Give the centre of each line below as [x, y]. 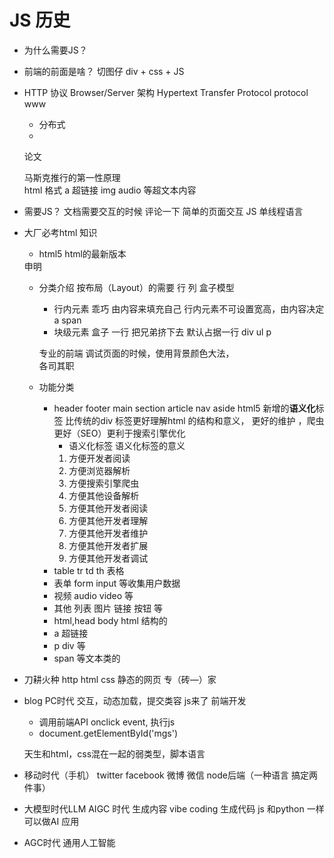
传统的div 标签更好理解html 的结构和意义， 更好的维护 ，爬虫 [199, 420]
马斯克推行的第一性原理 [72, 177]
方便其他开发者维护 [108, 533]
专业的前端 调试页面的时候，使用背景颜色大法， [136, 353]
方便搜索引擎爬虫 [104, 483]
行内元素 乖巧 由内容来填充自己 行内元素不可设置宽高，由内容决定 [189, 308]
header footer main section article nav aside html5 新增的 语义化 [184, 408]
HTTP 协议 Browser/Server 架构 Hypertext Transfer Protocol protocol [166, 92]
